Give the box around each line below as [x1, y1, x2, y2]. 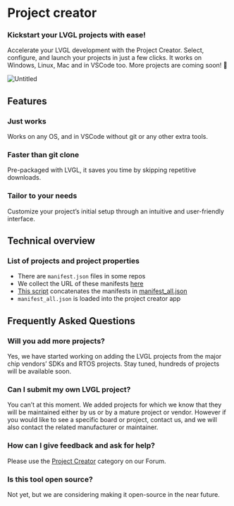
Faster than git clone [7, 150, 80, 160]
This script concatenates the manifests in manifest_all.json [17, 287, 188, 295]
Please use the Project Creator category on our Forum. [7, 457, 166, 465]
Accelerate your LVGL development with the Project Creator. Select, [7, 46, 204, 54]
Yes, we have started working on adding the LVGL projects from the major [7, 352, 222, 361]
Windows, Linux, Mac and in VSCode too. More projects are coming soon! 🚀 [7, 61, 228, 70]
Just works [7, 116, 47, 126]
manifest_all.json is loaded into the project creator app [17, 295, 181, 303]
